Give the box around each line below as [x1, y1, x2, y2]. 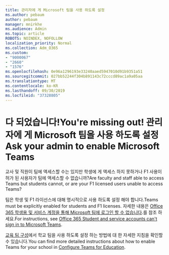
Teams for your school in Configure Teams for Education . [5, 244, 126, 250]
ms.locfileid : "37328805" [5, 93, 60, 98]
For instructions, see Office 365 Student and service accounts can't [14, 216, 157, 222]
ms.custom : [5, 50, 29, 55]
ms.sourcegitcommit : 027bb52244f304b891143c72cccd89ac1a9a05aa [5, 74, 143, 79]
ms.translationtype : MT [5, 79, 56, 84]
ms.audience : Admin [5, 27, 47, 32]
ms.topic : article [5, 31, 44, 36]
